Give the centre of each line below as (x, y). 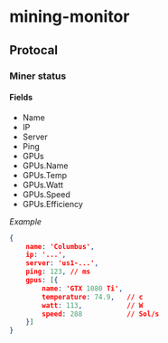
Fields (21, 98)
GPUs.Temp (45, 175)
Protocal (34, 50)
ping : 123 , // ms (58, 272)
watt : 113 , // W (93, 305)
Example (26, 221)
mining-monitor (70, 17)
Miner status (38, 76)
